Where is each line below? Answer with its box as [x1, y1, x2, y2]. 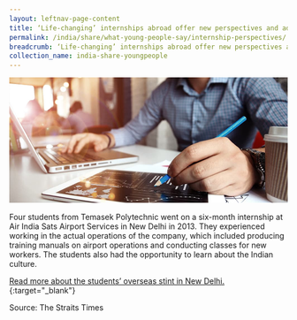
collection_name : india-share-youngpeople [9, 51, 168, 61]
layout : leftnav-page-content [9, 14, 121, 23]
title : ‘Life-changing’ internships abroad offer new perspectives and [9, 23, 278, 33]
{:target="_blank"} [9, 285, 76, 295]
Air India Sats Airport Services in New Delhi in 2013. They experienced [9, 221, 265, 232]
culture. [9, 258, 37, 269]
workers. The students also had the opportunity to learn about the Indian [9, 248, 274, 260]
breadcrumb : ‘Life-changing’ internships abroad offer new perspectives [9, 42, 283, 51]
